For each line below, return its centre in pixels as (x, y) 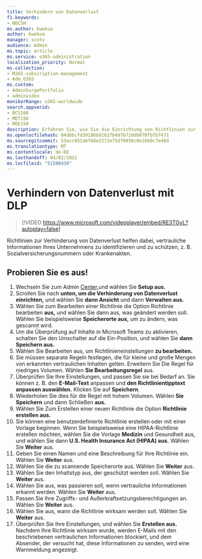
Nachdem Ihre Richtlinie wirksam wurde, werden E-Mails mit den (96, 530)
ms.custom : (21, 85)
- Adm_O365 (21, 79)
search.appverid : (29, 107)
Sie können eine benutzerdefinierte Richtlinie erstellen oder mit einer (101, 422)
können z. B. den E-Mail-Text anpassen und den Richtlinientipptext (100, 383)
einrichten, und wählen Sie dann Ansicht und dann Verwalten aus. (100, 300)
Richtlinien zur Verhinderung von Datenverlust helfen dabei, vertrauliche (96, 241)
